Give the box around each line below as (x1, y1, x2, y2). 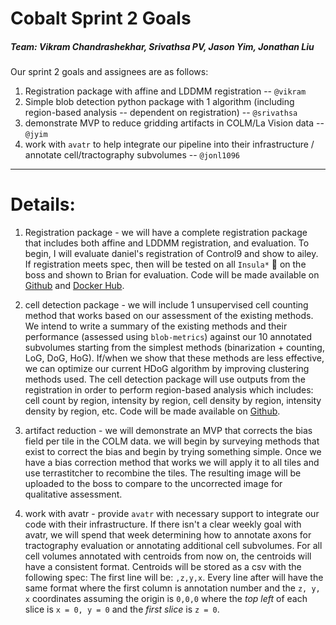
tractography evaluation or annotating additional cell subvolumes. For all (24, 540, 323, 552)
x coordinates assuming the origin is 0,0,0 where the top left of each (24, 593, 308, 605)
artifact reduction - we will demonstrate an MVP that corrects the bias (24, 425, 313, 437)
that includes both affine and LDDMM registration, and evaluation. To (24, 237, 310, 249)
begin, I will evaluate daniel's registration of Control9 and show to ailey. (24, 248, 319, 260)
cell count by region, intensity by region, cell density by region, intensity (24, 395, 322, 407)
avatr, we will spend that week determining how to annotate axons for (24, 529, 312, 541)
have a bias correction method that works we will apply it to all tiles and (24, 457, 320, 469)
